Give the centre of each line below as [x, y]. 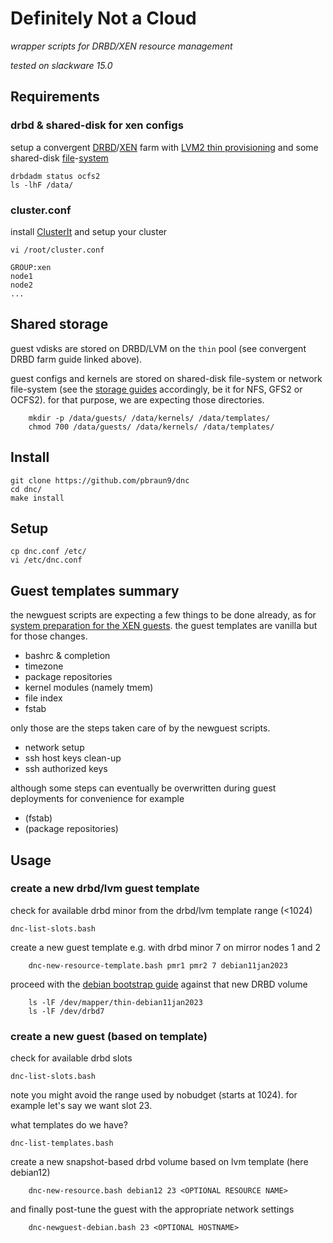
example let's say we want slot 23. [81, 1106]
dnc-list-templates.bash [62, 1143]
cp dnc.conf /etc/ [48, 552]
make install [37, 498]
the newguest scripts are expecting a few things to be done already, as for [163, 615]
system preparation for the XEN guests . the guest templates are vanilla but [164, 626]
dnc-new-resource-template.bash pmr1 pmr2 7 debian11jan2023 [158, 965]
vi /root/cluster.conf [57, 250]
